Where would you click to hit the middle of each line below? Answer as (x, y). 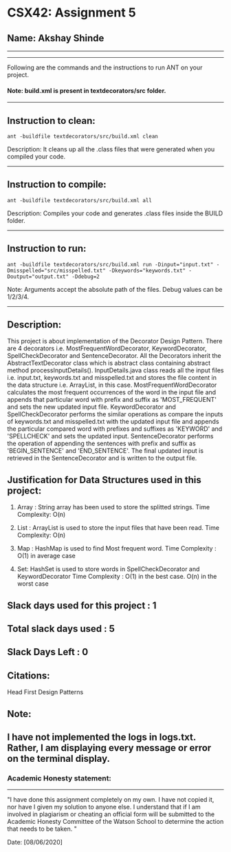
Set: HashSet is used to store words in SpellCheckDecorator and (108, 569)
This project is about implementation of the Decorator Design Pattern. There (115, 341)
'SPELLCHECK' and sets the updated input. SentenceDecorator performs (110, 436)
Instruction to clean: (52, 121)
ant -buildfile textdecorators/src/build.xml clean (82, 137)
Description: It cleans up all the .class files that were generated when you (111, 149)
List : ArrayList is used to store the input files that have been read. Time (118, 528)
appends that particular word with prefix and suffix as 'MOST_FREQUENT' (112, 400)
